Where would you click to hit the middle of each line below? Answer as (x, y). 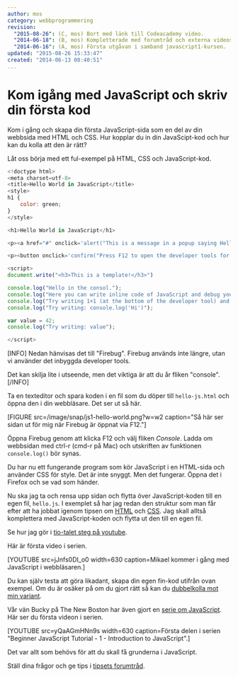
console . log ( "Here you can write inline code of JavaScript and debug (114, 295)
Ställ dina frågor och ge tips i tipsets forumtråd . (76, 666)
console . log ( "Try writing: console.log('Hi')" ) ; (80, 308)
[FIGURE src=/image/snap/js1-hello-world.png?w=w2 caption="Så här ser (115, 417)
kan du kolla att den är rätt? (47, 144)
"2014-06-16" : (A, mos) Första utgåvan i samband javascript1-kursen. (120, 47)
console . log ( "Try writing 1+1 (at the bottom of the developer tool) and (119, 301)
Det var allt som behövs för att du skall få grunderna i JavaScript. (102, 652)
